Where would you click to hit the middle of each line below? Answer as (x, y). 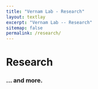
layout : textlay (26, 17)
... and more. (24, 81)
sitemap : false (24, 28)
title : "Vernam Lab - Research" (45, 11)
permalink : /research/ (34, 33)
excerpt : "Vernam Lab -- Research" (49, 22)
